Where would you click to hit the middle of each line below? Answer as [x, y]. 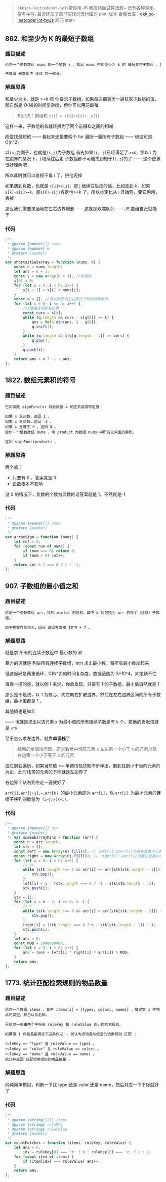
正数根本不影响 [27, 484]
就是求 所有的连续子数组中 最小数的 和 [44, 653]
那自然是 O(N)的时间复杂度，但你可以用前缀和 [52, 105]
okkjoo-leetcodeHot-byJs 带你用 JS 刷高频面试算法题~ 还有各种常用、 [87, 8]
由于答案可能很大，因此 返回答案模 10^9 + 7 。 [49, 628]
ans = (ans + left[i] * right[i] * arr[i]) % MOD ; [76, 953]
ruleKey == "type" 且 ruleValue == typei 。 [51, 1044]
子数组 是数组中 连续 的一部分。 [34, 74]
